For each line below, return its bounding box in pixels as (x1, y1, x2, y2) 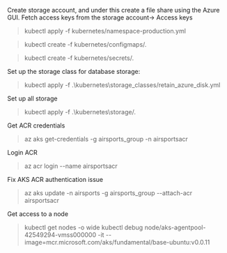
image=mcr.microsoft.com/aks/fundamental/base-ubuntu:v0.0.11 (24, 238, 210, 246)
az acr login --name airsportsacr (24, 162, 118, 170)
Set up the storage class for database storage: (7, 68, 141, 75)
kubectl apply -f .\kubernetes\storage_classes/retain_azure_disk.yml (24, 81, 221, 89)
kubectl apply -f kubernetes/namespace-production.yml (24, 27, 187, 35)
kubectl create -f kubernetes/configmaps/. (24, 40, 147, 48)
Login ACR (7, 148, 38, 156)
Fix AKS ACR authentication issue (7, 176, 104, 183)
